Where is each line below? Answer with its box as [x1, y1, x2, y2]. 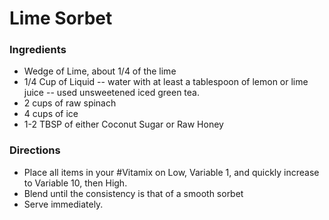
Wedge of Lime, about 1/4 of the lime [23, 65, 177, 77]
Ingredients [9, 43, 67, 57]
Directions [9, 143, 61, 157]
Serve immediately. [23, 198, 104, 210]
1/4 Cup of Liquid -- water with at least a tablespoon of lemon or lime [23, 76, 309, 88]
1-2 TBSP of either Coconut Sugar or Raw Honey [23, 118, 224, 131]
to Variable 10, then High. [23, 177, 128, 189]
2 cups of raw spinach [23, 97, 117, 109]
